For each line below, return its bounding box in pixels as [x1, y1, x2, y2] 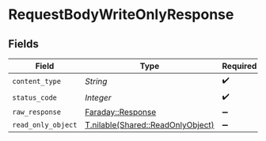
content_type [12, 77, 62, 86]
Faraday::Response [84, 107, 157, 117]
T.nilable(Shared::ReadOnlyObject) [84, 120, 215, 130]
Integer [84, 92, 112, 103]
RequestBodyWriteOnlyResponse [8, 6, 234, 24]
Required [222, 61, 257, 71]
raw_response [12, 108, 62, 116]
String [84, 75, 108, 86]
